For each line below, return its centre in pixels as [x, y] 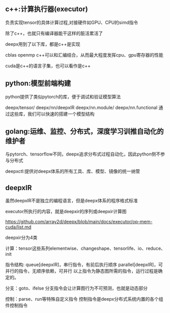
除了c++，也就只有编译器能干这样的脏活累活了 [54, 33]
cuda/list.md [18, 227]
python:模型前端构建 [38, 83]
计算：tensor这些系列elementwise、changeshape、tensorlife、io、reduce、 [85, 248]
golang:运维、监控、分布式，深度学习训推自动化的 [84, 132]
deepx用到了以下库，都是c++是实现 [43, 44]
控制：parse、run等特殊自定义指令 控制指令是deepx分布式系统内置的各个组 [84, 299]
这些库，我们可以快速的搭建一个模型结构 [52, 114]
